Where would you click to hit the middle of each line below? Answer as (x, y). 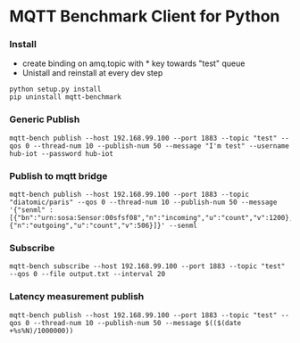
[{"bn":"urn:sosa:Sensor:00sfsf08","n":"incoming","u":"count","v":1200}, (151, 218)
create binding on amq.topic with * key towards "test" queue (133, 63)
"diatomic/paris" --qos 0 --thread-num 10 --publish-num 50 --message (143, 202)
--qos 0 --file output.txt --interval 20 (87, 274)
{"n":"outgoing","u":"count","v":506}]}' (87, 226)
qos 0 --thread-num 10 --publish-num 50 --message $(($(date (125, 323)
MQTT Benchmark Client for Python (145, 16)
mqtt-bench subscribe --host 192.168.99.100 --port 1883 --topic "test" (147, 266)
